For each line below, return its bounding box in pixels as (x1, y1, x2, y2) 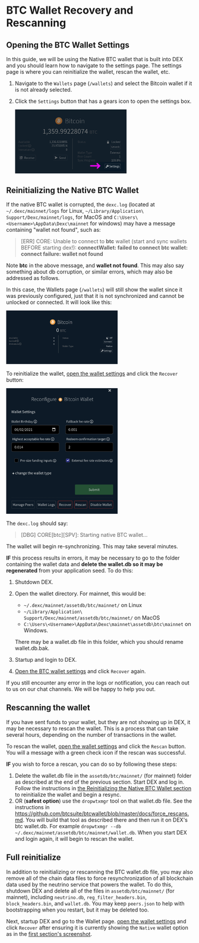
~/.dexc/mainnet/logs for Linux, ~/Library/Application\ (6, 208, 144, 215)
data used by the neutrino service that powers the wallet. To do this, (6, 881, 173, 888)
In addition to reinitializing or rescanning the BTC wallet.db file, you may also (6, 868, 193, 875)
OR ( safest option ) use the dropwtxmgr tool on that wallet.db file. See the (14, 797, 192, 804)
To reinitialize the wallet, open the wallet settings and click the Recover (6, 370, 178, 378)
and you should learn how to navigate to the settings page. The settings (6, 62, 182, 69)
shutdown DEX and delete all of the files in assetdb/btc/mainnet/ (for (6, 887, 175, 894)
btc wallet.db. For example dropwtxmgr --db (14, 822, 122, 829)
